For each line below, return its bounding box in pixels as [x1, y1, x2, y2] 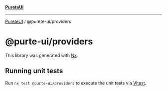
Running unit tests [5, 67, 63, 75]
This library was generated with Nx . [5, 52, 78, 58]
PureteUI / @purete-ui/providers [5, 18, 71, 24]
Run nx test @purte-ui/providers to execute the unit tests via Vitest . [5, 80, 147, 86]
